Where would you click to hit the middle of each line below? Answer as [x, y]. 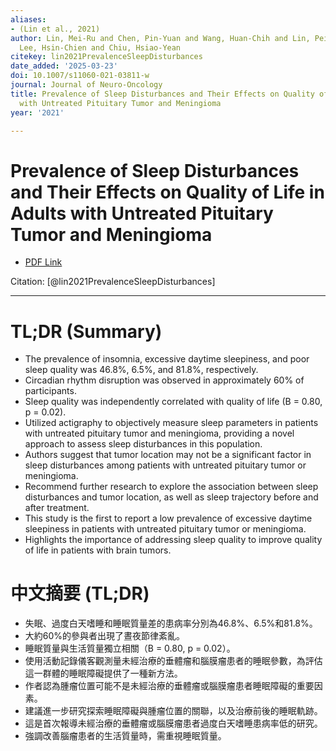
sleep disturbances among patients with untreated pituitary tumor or [165, 465]
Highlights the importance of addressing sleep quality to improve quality [173, 540]
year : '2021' [37, 112]
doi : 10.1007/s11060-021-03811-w [80, 76]
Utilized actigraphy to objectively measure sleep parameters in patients [171, 423]
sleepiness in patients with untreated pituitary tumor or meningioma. [165, 529]
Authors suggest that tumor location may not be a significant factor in [168, 455]
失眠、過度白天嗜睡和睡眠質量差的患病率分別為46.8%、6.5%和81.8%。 [171, 623]
